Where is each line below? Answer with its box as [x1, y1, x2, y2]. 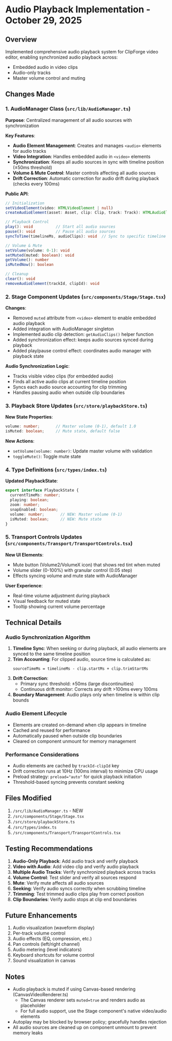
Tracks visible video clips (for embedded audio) [12, 373, 114, 379]
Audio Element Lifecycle [5, 710, 68, 717]
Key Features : [5, 132, 36, 138]
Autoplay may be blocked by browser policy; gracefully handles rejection [12, 1019, 167, 1025]
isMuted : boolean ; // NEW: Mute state [10, 516, 102, 522]
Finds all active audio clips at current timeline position [12, 379, 126, 385]
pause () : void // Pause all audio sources [5, 229, 116, 235]
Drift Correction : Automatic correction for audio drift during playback [12, 175, 159, 181]
